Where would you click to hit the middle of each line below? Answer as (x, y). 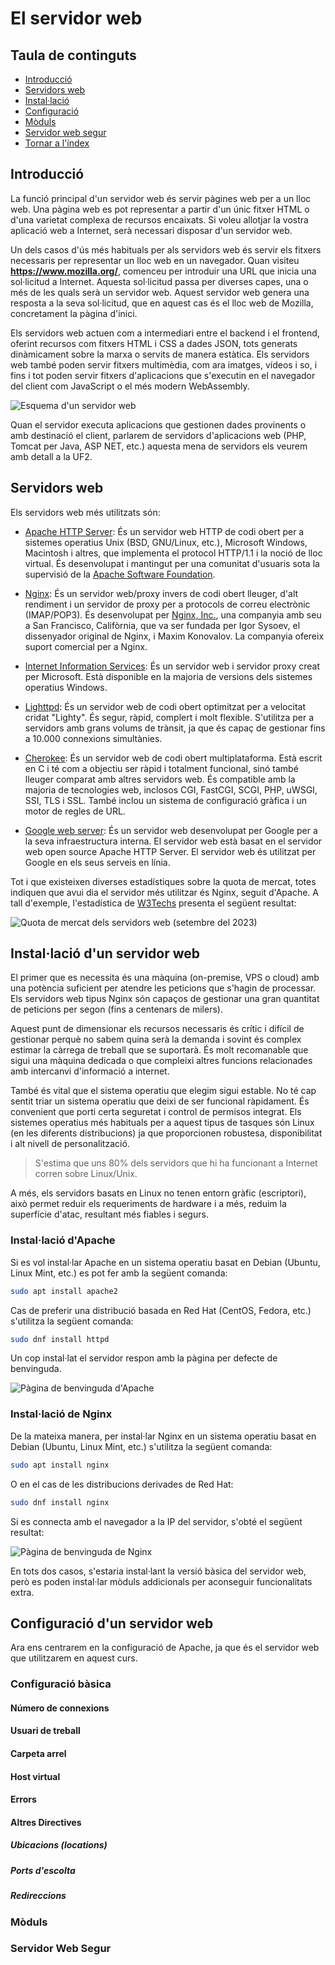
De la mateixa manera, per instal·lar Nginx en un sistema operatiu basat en (163, 1436)
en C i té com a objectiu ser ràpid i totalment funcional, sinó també (161, 768)
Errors (23, 1799)
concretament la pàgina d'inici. (74, 313)
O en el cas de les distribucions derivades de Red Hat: (122, 1484)
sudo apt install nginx (60, 1465)
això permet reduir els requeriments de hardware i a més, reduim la (148, 1204)
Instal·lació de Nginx (61, 1414)
